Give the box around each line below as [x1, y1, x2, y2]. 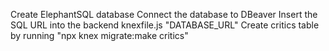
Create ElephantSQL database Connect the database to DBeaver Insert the [10, 9, 318, 20]
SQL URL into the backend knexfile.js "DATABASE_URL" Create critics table [10, 19, 320, 31]
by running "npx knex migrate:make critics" [10, 30, 189, 41]
